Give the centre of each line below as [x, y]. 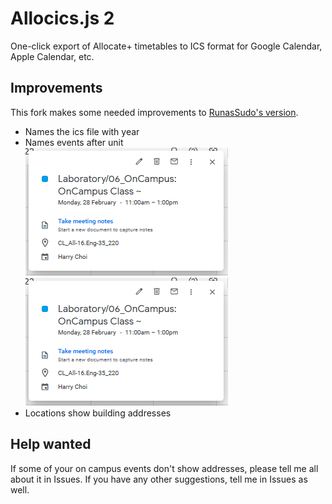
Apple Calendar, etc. [52, 56]
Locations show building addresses [98, 413]
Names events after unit [74, 142]
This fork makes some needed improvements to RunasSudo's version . [154, 112]
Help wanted [51, 444]
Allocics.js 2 [62, 18]
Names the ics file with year [82, 131]
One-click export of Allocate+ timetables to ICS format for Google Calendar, [166, 46]
